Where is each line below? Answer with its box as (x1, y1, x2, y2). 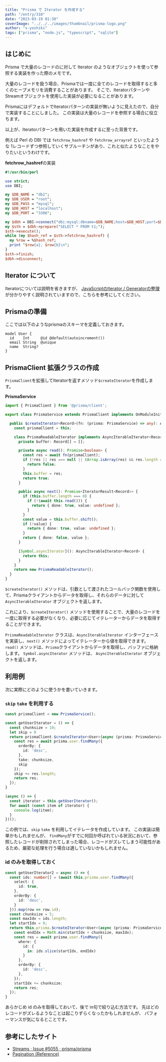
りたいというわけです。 (5, 149, 53, 155)
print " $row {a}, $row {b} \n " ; (9, 243, 70, 248)
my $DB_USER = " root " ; (5, 197, 52, 202)
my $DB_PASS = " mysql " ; (5, 202, 54, 206)
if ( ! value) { (23, 521, 52, 526)
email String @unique (9, 340, 56, 345)
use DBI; (5, 183, 23, 188)
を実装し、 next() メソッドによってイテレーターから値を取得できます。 (5, 638, 149, 644)
